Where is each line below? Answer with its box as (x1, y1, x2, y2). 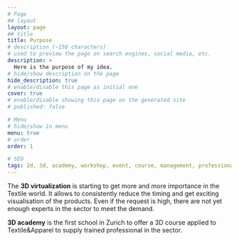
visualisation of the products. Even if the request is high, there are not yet (7, 197, 223, 205)
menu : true (7, 129, 40, 136)
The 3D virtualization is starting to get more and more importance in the (7, 182, 220, 190)
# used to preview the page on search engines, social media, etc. (7, 51, 212, 58)
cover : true (7, 90, 43, 97)
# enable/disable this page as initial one (7, 83, 139, 91)
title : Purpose (7, 37, 53, 44)
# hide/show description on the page (7, 70, 119, 77)
